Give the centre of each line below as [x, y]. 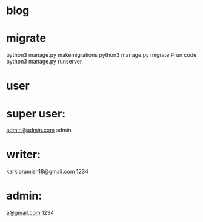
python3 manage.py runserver [44, 62]
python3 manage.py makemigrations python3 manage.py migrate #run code [101, 55]
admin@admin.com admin [39, 130]
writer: [24, 155]
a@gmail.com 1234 [30, 213]
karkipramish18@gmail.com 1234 [48, 171]
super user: [36, 113]
